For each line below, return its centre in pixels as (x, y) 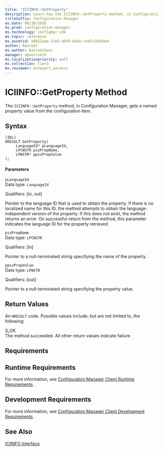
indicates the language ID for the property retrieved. (57, 224)
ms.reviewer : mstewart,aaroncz (37, 69)
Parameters (17, 169)
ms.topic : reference (26, 37)
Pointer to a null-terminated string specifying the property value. (69, 289)
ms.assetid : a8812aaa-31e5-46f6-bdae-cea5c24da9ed (57, 41)
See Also (19, 432)
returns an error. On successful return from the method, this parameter (76, 219)
